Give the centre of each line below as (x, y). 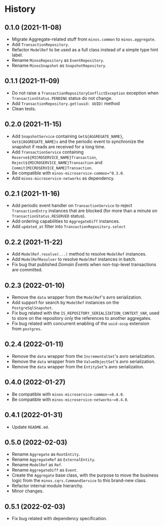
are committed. (27, 270)
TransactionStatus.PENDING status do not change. (62, 98)
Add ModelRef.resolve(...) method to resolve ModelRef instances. (79, 254)
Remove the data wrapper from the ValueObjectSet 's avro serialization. (83, 361)
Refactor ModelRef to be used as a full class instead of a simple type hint (85, 50)
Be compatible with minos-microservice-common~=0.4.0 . (68, 394)
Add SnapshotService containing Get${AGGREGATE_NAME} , (68, 136)
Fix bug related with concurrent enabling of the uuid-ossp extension (81, 324)
